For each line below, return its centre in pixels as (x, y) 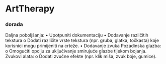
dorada (14, 24)
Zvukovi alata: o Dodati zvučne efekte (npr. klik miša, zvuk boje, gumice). (81, 56)
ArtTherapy (30, 9)
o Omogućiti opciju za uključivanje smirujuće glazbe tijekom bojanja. (76, 51)
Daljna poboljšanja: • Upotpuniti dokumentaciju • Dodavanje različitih (77, 35)
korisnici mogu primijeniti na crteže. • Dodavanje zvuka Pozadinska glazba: (83, 46)
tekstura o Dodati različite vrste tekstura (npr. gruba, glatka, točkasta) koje (82, 40)
